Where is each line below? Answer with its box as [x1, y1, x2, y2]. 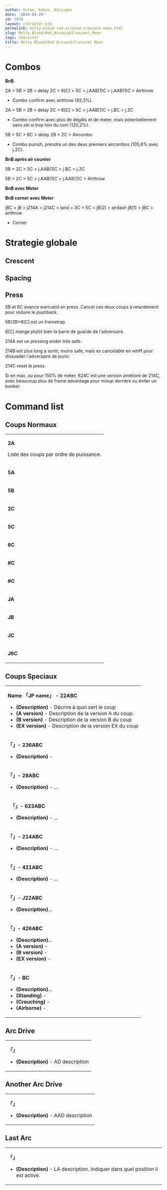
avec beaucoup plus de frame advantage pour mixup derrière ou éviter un [5, 378, 157, 384]
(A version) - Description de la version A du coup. [16, 710, 134, 717]
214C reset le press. [5, 363, 46, 369]
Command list [5, 400, 64, 412]
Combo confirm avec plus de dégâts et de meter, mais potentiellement [12, 116, 157, 122]
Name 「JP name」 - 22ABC [7, 692, 78, 699]
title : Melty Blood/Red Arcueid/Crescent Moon [5, 40, 103, 45]
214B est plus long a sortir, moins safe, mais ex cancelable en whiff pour [5, 348, 153, 354]
